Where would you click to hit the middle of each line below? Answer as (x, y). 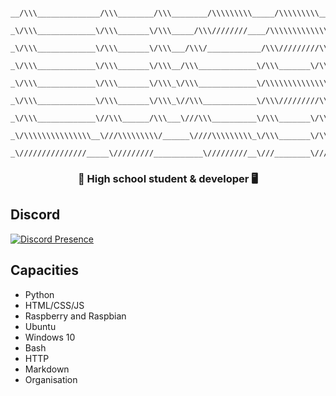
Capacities (45, 270)
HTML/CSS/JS (54, 305)
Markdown (47, 369)
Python (39, 294)
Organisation (51, 379)
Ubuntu (40, 326)
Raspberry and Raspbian (75, 316)
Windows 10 (50, 337)
